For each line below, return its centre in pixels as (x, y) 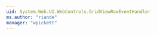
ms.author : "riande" (32, 17)
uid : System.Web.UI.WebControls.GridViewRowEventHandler (78, 12)
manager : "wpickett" (32, 23)
